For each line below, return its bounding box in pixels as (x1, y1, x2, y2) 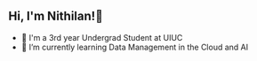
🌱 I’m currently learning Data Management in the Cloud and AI (20, 42, 249, 52)
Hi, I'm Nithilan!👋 (8, 9, 103, 24)
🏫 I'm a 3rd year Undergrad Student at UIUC (20, 32, 183, 42)
